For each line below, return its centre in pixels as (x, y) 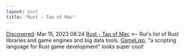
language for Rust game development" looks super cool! (75, 46)
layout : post (22, 11)
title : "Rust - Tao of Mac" (41, 17)
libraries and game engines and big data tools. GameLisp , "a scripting (91, 40)
